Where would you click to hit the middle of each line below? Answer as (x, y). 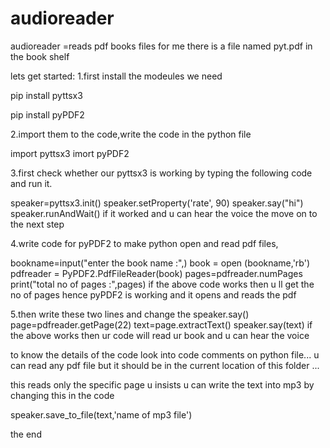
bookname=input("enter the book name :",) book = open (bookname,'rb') (160, 263)
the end (26, 434)
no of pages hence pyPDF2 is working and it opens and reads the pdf (153, 294)
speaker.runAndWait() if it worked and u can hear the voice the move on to (164, 213)
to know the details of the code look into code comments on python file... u (165, 354)
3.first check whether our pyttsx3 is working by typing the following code (161, 173)
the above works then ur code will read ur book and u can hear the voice (160, 335)
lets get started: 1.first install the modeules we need (116, 76)
